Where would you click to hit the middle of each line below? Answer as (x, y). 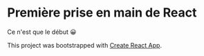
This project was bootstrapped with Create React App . (85, 45)
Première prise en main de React (102, 13)
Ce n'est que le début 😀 (42, 32)
